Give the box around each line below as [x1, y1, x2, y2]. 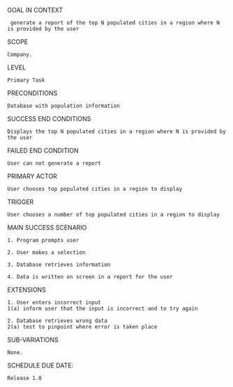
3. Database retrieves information [7, 261, 111, 268]
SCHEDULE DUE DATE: [7, 361, 74, 370]
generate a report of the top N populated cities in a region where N [10, 19, 220, 26]
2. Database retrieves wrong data [7, 317, 108, 324]
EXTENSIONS [7, 285, 47, 294]
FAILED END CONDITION [7, 146, 79, 155]
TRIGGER [7, 198, 34, 206]
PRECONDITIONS [7, 89, 58, 97]
